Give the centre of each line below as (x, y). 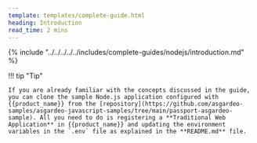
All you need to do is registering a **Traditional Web (132, 118)
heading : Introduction (45, 23)
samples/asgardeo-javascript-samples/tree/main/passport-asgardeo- (121, 111)
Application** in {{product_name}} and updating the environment (117, 125)
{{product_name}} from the (52, 104)
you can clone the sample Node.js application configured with (114, 97)
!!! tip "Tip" (25, 76)
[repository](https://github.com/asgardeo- (171, 104)
